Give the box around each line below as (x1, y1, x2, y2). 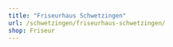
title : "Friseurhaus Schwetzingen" (8, 11, 127, 20)
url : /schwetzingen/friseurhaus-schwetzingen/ (8, 19, 166, 27)
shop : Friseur (8, 26, 56, 34)
